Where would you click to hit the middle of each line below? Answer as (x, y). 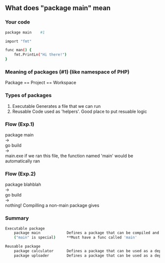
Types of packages (28, 96)
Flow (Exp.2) (20, 173)
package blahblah (23, 185)
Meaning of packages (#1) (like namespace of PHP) (67, 72)
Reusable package (23, 247)
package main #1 (25, 32)
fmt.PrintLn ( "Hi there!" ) (41, 55)
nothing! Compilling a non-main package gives (52, 205)
